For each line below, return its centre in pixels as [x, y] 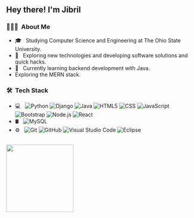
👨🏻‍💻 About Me [28, 27]
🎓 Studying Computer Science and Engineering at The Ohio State [98, 40]
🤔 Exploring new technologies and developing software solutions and [101, 55]
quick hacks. [30, 62]
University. [28, 49]
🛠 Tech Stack [27, 90]
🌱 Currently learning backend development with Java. [82, 68]
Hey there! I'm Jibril [44, 10]
